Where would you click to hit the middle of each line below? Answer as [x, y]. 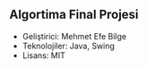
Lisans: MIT [43, 55]
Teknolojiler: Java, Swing [68, 46]
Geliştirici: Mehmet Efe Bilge [74, 36]
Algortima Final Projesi [74, 15]
